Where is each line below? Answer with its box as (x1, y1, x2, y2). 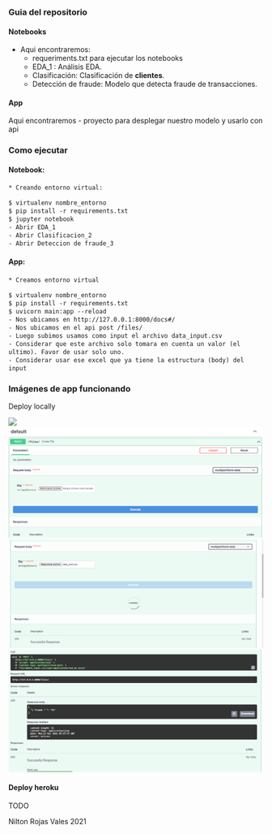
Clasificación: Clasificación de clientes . (32, 71, 165, 80)
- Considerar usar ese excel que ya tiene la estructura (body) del (8, 356, 244, 364)
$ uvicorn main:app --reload (8, 307, 107, 315)
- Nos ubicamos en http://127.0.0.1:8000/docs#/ (8, 315, 176, 323)
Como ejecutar (8, 145, 68, 156)
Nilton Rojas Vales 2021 (8, 816, 87, 826)
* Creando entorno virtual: (8, 184, 104, 192)
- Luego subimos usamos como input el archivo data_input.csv (8, 331, 223, 339)
